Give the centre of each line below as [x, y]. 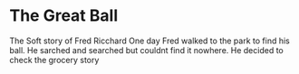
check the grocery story [54, 60]
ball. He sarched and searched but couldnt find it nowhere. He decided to [146, 50]
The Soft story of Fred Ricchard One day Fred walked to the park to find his [149, 41]
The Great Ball [64, 16]
